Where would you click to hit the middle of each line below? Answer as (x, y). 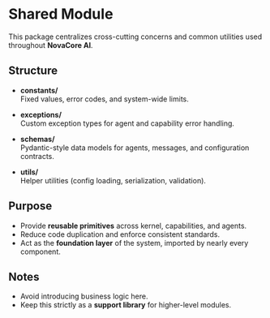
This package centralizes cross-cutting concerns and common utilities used (135, 37)
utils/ (29, 172)
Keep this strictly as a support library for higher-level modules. (126, 305)
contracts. (37, 156)
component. (40, 251)
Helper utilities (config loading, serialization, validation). (113, 180)
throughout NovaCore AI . (51, 45)
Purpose (30, 206)
